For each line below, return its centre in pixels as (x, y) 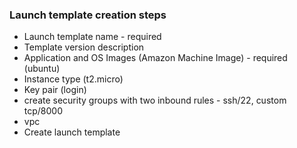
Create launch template (72, 132)
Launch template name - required (92, 37)
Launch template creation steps (88, 15)
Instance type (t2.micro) (73, 79)
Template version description (84, 47)
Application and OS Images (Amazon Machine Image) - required (155, 58)
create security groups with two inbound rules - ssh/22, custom (155, 100)
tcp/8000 (43, 111)
